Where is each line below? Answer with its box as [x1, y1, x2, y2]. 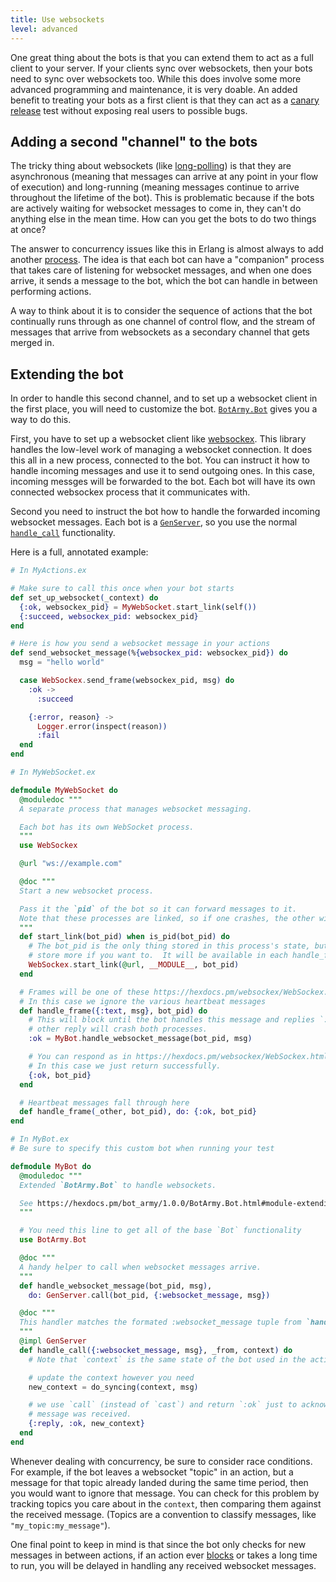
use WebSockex [19, 841, 78, 851]
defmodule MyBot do [10, 1161, 92, 1171]
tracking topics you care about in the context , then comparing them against [10, 1497, 322, 1510]
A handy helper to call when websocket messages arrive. [19, 1262, 262, 1272]
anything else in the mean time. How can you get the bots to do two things [10, 213, 317, 225]
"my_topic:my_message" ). [10, 1519, 111, 1531]
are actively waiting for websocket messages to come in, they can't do [10, 202, 302, 215]
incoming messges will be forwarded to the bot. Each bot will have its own [10, 476, 316, 488]
